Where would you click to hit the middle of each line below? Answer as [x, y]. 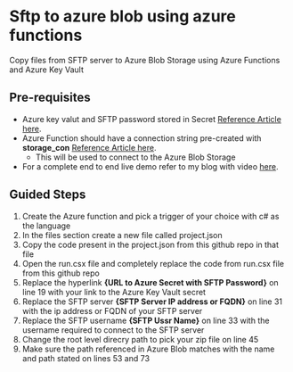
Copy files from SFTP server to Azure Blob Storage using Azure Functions [145, 60]
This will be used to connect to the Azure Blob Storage [135, 157]
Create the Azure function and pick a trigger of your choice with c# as [151, 216]
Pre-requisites [50, 98]
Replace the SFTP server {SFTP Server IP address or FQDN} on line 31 [152, 302]
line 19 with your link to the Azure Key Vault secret [114, 292]
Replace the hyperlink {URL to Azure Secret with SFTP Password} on [150, 282]
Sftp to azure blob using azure [122, 17]
